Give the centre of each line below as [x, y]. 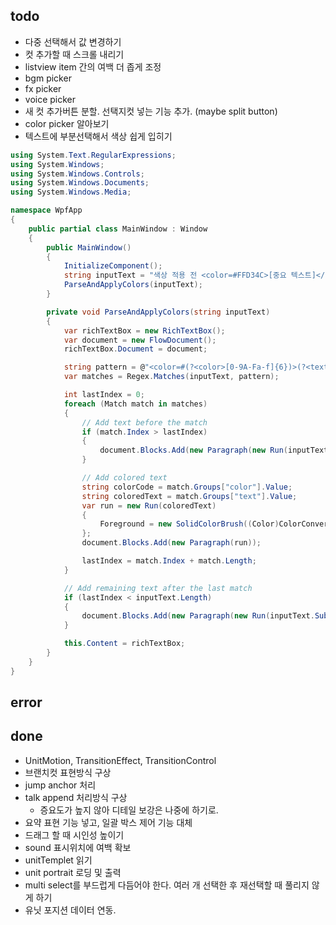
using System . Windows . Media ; [71, 192]
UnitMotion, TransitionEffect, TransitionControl [120, 760]
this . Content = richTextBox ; [124, 644]
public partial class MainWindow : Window [118, 229]
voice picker [50, 99]
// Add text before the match [144, 422]
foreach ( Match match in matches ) [135, 404]
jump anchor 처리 [60, 785]
